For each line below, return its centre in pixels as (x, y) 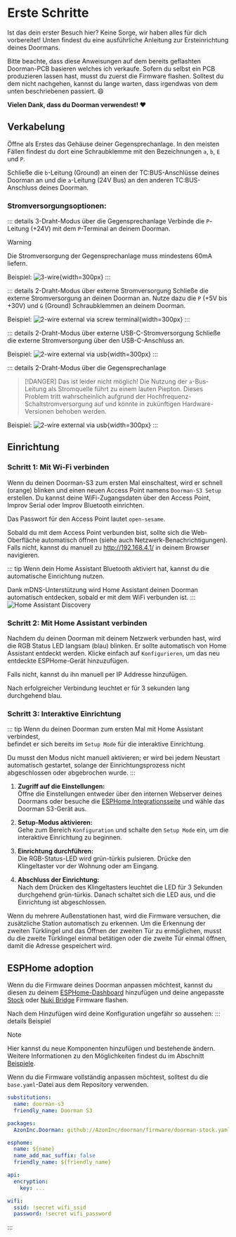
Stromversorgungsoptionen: (57, 206)
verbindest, (24, 737)
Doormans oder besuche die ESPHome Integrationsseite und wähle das (121, 801)
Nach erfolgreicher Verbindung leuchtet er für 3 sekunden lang (98, 688)
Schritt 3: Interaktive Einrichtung (64, 713)
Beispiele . (21, 1064)
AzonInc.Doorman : (39, 1130)
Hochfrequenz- (169, 397)
